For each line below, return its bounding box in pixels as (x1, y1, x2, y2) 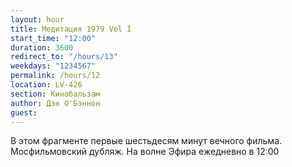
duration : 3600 (10, 42, 74, 53)
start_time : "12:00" (10, 33, 97, 43)
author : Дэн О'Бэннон (10, 98, 101, 108)
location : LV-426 (10, 80, 83, 90)
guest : (10, 107, 38, 118)
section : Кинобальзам (10, 89, 101, 99)
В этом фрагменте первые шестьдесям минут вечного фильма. (10, 135, 283, 147)
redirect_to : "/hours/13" (10, 52, 118, 62)
